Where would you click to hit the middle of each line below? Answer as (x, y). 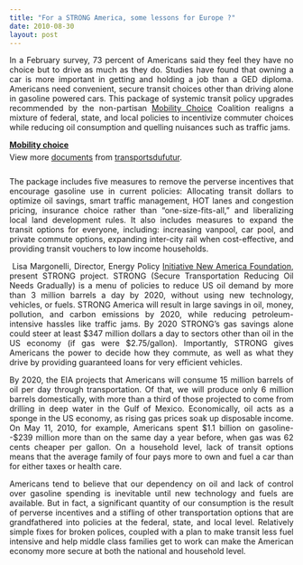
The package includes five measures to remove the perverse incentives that (151, 182)
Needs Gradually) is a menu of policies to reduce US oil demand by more (151, 286)
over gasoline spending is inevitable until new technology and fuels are (151, 494)
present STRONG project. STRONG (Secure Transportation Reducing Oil (151, 276)
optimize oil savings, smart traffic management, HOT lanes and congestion (151, 201)
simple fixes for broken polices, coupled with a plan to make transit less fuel (151, 532)
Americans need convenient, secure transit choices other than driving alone (151, 89)
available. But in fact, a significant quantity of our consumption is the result (151, 504)
